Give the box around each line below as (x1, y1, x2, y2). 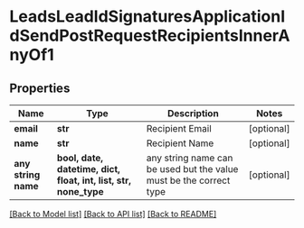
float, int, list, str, (57, 174, 131, 187)
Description (166, 107, 219, 119)
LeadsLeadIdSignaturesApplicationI (9, 6, 286, 27)
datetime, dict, (57, 163, 120, 175)
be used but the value (146, 163, 239, 175)
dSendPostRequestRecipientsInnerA (9, 25, 290, 46)
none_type (57, 186, 104, 197)
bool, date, (57, 151, 104, 164)
